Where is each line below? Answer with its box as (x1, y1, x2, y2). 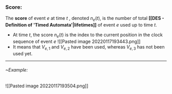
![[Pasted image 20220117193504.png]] (5, 83, 89, 89)
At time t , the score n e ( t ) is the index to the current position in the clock (12, 32, 163, 39)
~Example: (5, 67, 28, 73)
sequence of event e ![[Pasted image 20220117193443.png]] (12, 38, 141, 44)
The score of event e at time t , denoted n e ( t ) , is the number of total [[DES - (5, 15, 165, 22)
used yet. (12, 50, 33, 57)
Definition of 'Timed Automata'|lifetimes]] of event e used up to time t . (5, 22, 157, 28)
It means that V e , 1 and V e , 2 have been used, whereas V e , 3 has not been (12, 43, 165, 51)
